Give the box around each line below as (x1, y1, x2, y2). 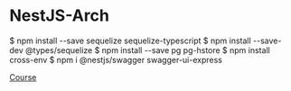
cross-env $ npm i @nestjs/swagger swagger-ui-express (9, 54, 223, 65)
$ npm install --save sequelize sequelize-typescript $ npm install (9, 35, 251, 46)
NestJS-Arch (9, 5, 110, 26)
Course (9, 71, 37, 82)
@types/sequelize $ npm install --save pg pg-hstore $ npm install (25, 44, 271, 55)
